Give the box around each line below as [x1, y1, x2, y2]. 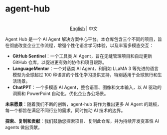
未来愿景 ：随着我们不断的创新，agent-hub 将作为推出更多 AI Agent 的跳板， [5, 101, 162, 107]
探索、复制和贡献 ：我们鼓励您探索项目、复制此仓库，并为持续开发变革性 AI [5, 118, 160, 124]
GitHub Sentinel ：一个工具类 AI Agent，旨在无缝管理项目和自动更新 [12, 53, 153, 59]
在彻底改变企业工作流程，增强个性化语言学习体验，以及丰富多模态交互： [5, 42, 154, 48]
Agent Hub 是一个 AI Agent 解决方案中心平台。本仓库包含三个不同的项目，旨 [5, 36, 162, 42]
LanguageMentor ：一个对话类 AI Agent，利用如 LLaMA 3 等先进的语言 [12, 65, 159, 71]
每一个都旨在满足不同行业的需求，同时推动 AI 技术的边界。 [5, 107, 126, 113]
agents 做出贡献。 [5, 124, 42, 130]
